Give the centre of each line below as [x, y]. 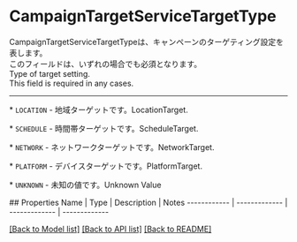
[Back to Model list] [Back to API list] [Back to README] [110, 229]
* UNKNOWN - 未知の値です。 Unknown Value [85, 185]
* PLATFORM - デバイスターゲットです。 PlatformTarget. [106, 166]
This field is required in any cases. [72, 83]
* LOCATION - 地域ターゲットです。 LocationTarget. [99, 110]
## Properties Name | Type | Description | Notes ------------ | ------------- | [148, 202]
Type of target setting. [50, 73]
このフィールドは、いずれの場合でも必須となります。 [105, 64]
